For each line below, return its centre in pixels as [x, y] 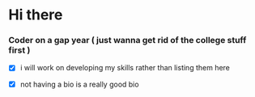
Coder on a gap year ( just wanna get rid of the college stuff [127, 40]
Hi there [36, 15]
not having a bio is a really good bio [79, 84]
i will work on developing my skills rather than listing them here [125, 68]
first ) [19, 50]
